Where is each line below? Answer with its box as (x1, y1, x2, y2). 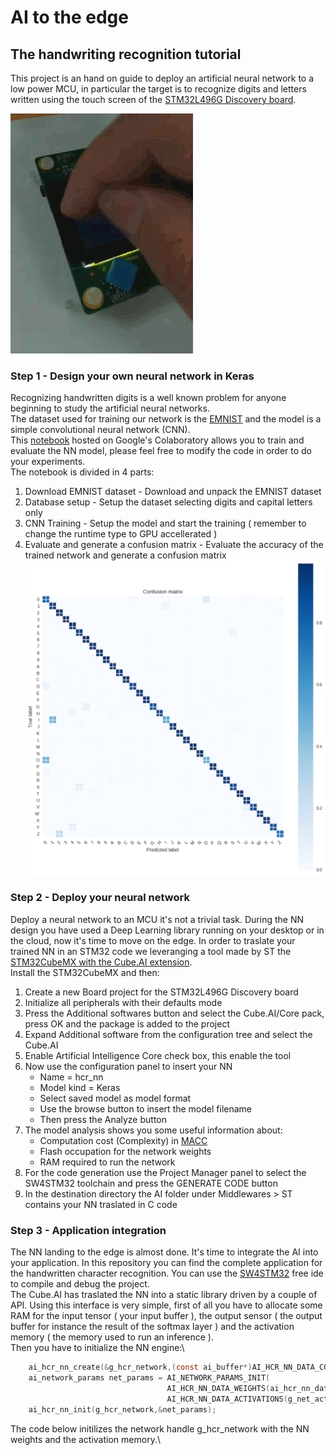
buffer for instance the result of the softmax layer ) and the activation (10, 1321, 295, 1333)
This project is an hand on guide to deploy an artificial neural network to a (10, 72, 315, 84)
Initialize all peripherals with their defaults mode (24, 996, 223, 1008)
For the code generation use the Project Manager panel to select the (24, 1166, 307, 1178)
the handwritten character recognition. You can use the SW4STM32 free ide (10, 1267, 324, 1280)
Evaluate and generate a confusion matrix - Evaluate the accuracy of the (24, 539, 324, 551)
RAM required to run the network (39, 1156, 176, 1168)
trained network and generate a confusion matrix (24, 549, 227, 561)
